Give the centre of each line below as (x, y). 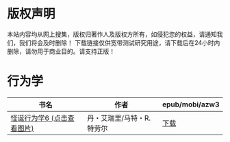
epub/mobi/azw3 (191, 104)
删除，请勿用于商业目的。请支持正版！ (61, 51)
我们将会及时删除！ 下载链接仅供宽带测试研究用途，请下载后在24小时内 (119, 42)
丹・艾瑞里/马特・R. (119, 118)
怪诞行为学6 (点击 (39, 118)
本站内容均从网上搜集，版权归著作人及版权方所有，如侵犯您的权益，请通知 (112, 34)
